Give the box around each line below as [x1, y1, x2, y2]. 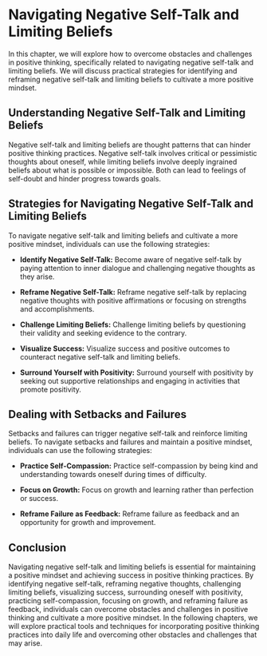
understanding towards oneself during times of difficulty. [19, 470, 207, 479]
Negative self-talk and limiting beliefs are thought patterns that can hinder [8, 140, 251, 149]
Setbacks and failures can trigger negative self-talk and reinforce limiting [8, 429, 248, 439]
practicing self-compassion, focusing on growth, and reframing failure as [8, 596, 249, 606]
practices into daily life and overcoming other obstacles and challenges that [8, 630, 257, 640]
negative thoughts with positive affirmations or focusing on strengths [19, 296, 247, 305]
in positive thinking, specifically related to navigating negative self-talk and [8, 58, 253, 67]
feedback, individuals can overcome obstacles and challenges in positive [8, 605, 249, 614]
